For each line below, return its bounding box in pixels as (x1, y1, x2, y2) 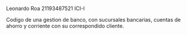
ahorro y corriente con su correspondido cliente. (6, 23, 124, 29)
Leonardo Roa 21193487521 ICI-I (6, 5, 85, 12)
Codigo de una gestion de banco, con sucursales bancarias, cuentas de (6, 16, 181, 23)
